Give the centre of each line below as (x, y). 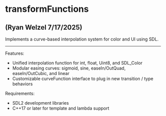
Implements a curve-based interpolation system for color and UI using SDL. (82, 39)
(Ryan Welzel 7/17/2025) (44, 27)
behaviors (22, 84)
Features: (15, 53)
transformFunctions (47, 9)
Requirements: (20, 93)
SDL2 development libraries (41, 103)
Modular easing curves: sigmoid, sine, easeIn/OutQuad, (69, 68)
